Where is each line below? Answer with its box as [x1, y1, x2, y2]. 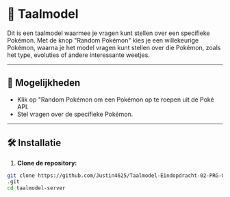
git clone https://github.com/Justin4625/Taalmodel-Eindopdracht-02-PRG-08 [7, 172, 228, 179]
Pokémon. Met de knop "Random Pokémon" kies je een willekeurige [7, 36, 199, 44]
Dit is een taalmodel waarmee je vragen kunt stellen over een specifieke [7, 29, 210, 37]
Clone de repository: [16, 159, 77, 167]
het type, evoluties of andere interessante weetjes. [7, 51, 151, 59]
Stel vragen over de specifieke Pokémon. [16, 110, 133, 118]
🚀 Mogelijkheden [7, 77, 81, 89]
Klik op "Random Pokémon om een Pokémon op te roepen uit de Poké [16, 95, 214, 104]
